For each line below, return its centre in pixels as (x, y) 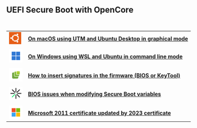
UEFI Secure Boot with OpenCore (70, 10)
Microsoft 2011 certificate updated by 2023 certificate (100, 113)
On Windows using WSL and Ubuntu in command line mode (105, 56)
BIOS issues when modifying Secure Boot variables (95, 94)
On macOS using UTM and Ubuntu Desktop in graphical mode (108, 38)
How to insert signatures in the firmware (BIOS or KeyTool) (104, 75)
